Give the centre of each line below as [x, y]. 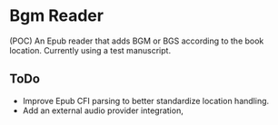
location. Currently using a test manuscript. [90, 50]
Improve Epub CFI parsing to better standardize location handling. [146, 101]
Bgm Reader [57, 16]
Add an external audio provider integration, [103, 111]
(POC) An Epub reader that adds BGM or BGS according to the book [137, 41]
